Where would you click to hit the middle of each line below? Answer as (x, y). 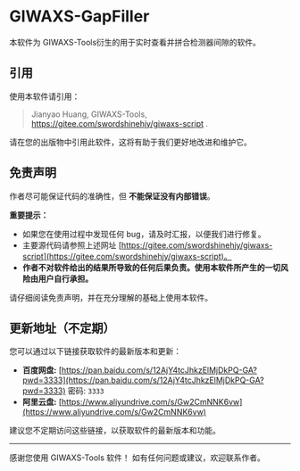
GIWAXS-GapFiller (79, 17)
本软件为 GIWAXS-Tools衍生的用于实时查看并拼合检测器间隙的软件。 (135, 42)
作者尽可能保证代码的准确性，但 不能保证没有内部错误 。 (112, 196)
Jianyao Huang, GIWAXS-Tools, (89, 114)
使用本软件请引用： (45, 96)
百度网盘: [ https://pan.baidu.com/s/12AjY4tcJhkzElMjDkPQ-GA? (139, 370)
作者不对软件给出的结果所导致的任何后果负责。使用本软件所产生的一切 (151, 267)
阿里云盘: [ (42, 402)
